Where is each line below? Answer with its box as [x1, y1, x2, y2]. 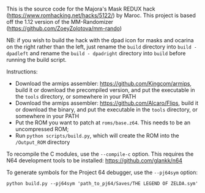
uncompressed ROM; [15, 126, 69, 132]
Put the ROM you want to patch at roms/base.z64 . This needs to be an [15, 119, 191, 126]
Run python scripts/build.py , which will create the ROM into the [15, 132, 179, 139]
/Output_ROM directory [15, 138, 70, 146]
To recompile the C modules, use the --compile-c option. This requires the [6, 150, 194, 157]
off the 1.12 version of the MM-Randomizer [6, 18, 114, 25]
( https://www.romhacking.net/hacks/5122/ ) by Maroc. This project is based [6, 12, 196, 19]
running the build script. [6, 56, 67, 63]
